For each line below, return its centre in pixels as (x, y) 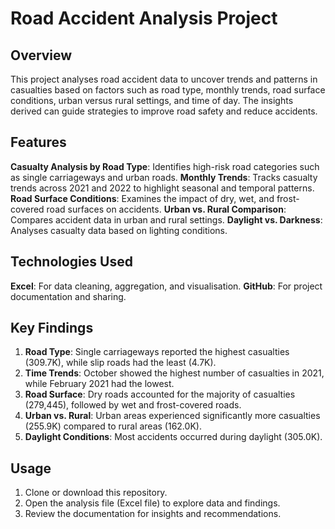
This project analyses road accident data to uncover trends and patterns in (164, 79)
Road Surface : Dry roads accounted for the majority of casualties (160, 394)
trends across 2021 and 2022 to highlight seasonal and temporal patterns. (162, 188)
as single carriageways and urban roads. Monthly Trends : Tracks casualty (164, 177)
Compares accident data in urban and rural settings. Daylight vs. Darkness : (166, 219)
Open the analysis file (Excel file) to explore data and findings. (152, 503)
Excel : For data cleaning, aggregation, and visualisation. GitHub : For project (166, 286)
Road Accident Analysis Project (144, 18)
